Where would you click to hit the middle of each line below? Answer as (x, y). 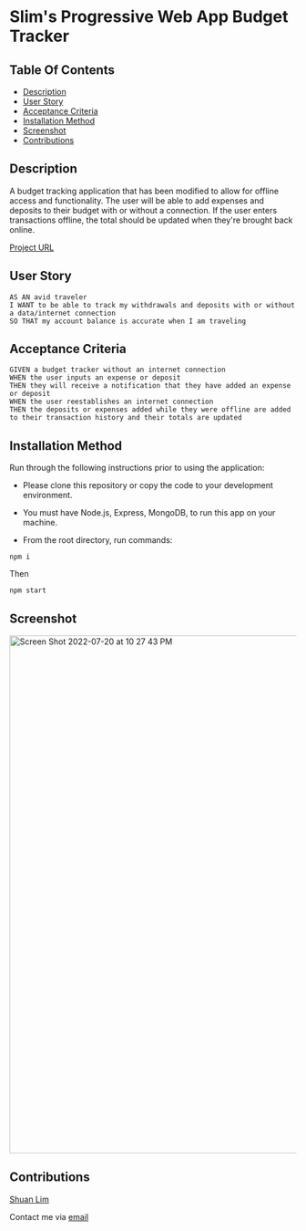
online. (22, 229)
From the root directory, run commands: (97, 540)
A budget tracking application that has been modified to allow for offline (144, 191)
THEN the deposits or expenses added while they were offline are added (150, 410)
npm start (28, 590)
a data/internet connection (63, 313)
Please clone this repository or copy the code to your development (148, 485)
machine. (40, 523)
